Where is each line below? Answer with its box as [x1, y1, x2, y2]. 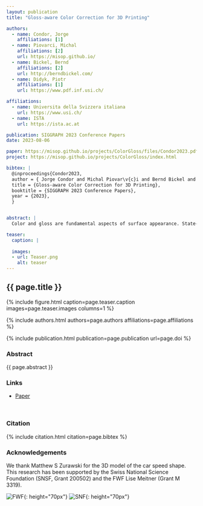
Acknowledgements [6, 448, 67, 456]
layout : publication [6, 8, 59, 15]
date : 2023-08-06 [6, 138, 50, 144]
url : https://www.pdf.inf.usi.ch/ [17, 87, 104, 94]
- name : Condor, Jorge [11, 31, 69, 37]
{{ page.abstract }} [6, 364, 53, 371]
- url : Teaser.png [11, 254, 59, 261]
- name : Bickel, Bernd [11, 59, 69, 65]
